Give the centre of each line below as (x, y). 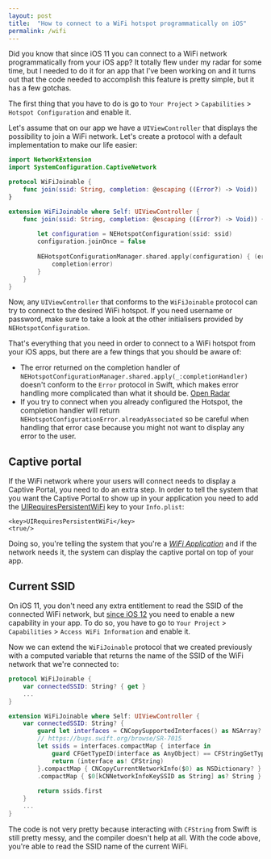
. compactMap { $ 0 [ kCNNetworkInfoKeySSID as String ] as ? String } (150, 776)
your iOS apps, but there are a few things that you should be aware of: (125, 352)
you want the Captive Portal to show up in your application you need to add (133, 498)
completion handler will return (70, 411)
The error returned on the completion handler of (100, 367)
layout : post (30, 16)
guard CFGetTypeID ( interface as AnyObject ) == (131, 753)
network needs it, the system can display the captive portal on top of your (131, 552)
